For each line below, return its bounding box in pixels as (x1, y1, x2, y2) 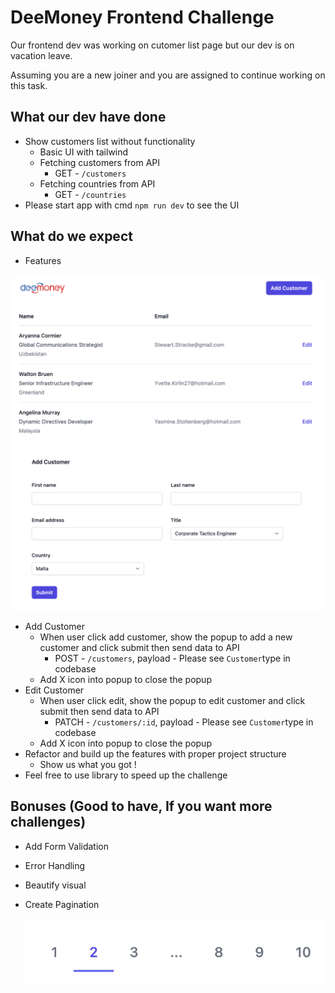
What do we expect (10, 228, 133, 245)
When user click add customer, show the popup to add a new (39, 631, 293, 643)
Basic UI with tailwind (39, 146, 129, 158)
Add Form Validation (24, 840, 109, 852)
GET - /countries (54, 188, 127, 200)
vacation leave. (10, 49, 73, 61)
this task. (10, 79, 48, 91)
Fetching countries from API (39, 177, 156, 190)
